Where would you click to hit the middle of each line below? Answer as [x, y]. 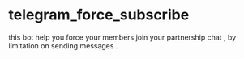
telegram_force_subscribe [99, 15]
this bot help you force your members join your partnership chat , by [122, 37]
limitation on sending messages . [63, 45]
